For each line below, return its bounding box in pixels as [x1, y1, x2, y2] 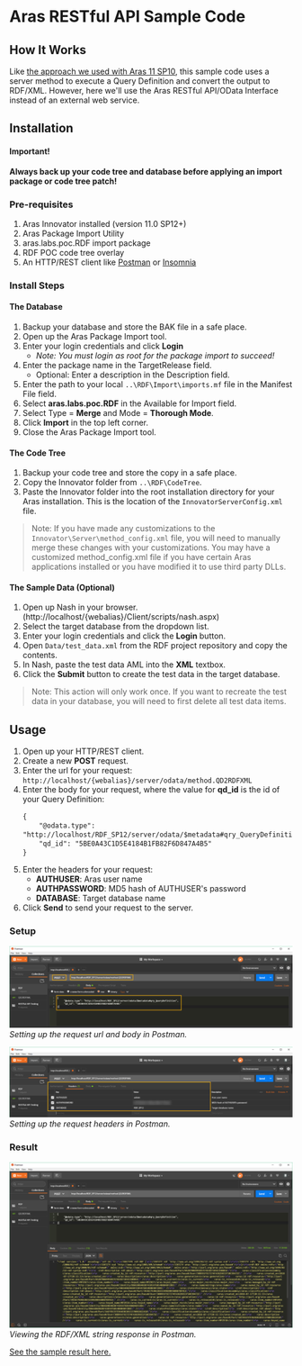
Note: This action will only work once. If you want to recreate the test [31, 686, 288, 697]
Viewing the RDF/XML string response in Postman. [9, 1328, 197, 1339]
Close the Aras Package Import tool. [22, 427, 157, 438]
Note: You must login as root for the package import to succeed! [35, 350, 275, 361]
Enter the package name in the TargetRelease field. [22, 360, 213, 371]
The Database [9, 302, 63, 312]
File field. [22, 389, 57, 400]
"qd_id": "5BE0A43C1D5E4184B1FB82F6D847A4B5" [39, 839, 213, 848]
